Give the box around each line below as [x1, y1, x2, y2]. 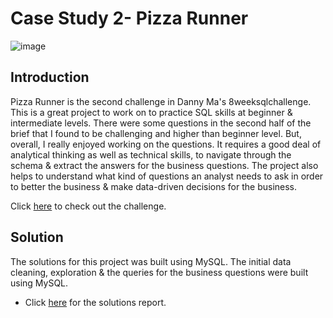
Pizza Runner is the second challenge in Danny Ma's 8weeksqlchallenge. [10, 95, 312, 107]
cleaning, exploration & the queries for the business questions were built [10, 266, 309, 278]
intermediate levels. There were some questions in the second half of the [10, 117, 312, 129]
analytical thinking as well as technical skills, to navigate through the [10, 148, 292, 161]
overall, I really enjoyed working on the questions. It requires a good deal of [10, 138, 322, 150]
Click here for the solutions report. [24, 296, 167, 308]
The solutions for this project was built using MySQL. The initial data [10, 255, 292, 267]
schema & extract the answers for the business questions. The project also [10, 159, 319, 171]
